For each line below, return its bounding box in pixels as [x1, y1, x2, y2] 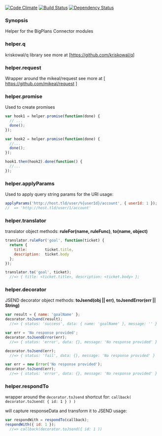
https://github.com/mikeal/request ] [5, 81, 77, 87]
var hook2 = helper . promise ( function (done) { [5, 136, 100, 141]
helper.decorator [5, 286, 47, 293]
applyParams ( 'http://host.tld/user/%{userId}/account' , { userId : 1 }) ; [5, 201, 158, 206]
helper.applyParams [5, 180, 55, 187]
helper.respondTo [5, 383, 49, 390]
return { [9, 243, 28, 248]
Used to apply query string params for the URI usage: [5, 191, 114, 197]
